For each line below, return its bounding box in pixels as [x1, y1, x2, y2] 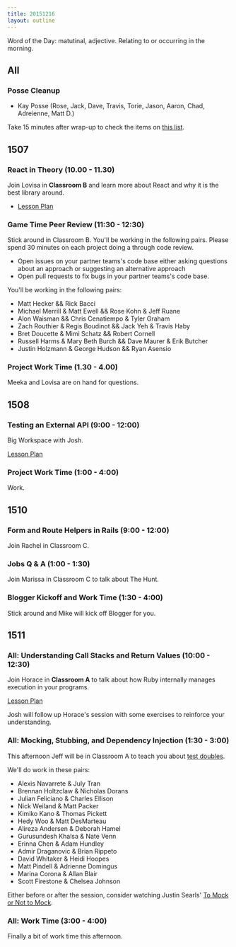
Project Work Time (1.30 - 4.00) [7, 362, 118, 372]
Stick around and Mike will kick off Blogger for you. [7, 609, 156, 617]
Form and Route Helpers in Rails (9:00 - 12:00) [7, 525, 170, 535]
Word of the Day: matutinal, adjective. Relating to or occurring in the [7, 36, 205, 45]
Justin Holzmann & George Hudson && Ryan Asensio [17, 345, 172, 353]
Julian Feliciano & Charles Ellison [17, 794, 114, 803]
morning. [7, 44, 34, 52]
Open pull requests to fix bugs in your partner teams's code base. [17, 272, 210, 280]
